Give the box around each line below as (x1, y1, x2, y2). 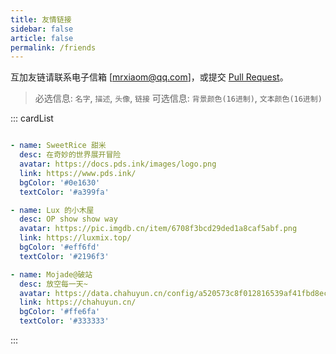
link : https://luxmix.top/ (19, 233, 132, 243)
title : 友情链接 (10, 14, 72, 25)
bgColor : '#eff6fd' (19, 242, 101, 252)
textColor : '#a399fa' (19, 187, 110, 197)
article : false (10, 33, 74, 43)
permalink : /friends (10, 42, 97, 53)
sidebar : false (10, 24, 74, 34)
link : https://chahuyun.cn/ (19, 297, 137, 308)
